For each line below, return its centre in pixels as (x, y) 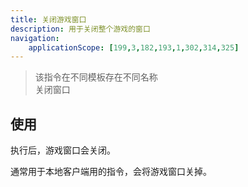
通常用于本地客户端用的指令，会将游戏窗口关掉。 (111, 172)
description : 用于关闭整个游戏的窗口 (80, 29)
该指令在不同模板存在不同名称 (96, 77)
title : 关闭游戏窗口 (48, 19)
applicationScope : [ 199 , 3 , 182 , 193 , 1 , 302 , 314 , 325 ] (134, 47)
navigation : (35, 38)
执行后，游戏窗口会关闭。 (63, 150)
